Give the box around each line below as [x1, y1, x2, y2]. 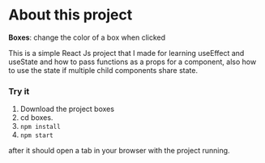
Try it [8, 85, 30, 97]
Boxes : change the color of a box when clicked [8, 32, 166, 42]
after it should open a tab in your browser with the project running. [8, 146, 230, 156]
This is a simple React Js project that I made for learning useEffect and [8, 48, 245, 58]
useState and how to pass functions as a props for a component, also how [8, 57, 257, 66]
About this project [8, 6, 133, 24]
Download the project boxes [19, 104, 115, 114]
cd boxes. [19, 113, 53, 122]
